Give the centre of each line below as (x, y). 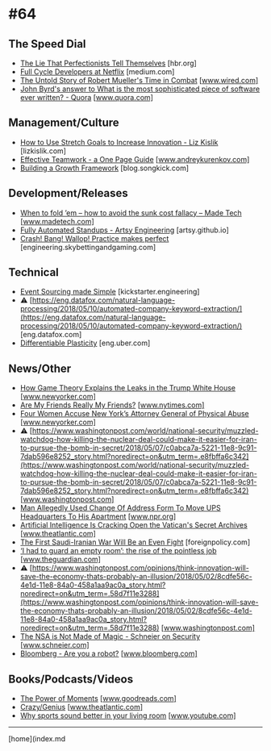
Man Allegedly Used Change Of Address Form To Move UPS (120, 508)
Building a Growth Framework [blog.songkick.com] (104, 168)
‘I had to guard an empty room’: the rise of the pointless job (118, 551)
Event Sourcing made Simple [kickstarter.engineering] (110, 292)
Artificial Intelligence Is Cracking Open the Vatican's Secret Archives (133, 525)
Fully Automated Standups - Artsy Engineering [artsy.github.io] (125, 230)
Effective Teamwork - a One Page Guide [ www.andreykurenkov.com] (135, 159)
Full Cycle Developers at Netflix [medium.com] (97, 72)
